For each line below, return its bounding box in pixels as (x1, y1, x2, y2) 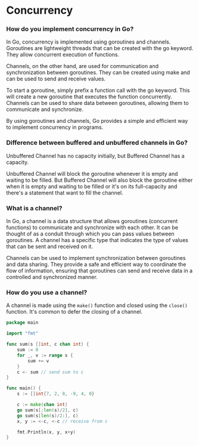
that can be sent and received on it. (6, 243, 94, 250)
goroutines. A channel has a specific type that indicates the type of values (6, 237, 189, 244)
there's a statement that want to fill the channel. (6, 189, 123, 196)
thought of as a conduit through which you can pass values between (6, 230, 175, 237)
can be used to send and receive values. (6, 75, 106, 82)
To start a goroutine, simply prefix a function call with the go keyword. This (6, 87, 190, 94)
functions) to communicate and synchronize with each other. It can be (6, 224, 179, 231)
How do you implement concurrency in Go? (6, 25, 134, 33)
